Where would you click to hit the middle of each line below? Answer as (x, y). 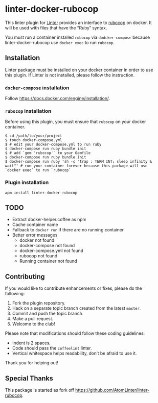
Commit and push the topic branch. (48, 314)
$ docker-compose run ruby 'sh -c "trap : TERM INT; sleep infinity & (79, 162)
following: (15, 294)
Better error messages (35, 235)
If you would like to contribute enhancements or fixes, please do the (74, 288)
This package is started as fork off (40, 390)
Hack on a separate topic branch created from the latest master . (76, 308)
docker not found (37, 240)
